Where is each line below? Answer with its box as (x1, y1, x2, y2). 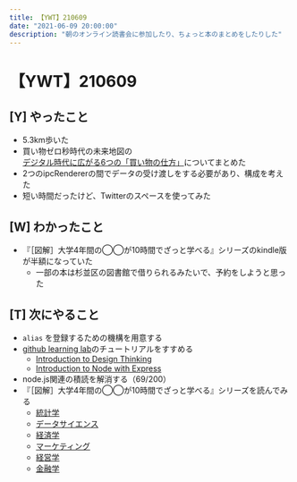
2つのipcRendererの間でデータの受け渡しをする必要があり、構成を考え (21, 168, 284, 179)
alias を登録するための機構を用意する (21, 333, 163, 342)
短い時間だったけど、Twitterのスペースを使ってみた (21, 190, 212, 201)
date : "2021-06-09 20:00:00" (9, 21, 118, 30)
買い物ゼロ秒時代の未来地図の (21, 146, 132, 156)
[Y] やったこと (9, 109, 89, 124)
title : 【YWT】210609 (9, 13, 88, 22)
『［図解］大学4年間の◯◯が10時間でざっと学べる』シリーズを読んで (21, 385, 280, 395)
